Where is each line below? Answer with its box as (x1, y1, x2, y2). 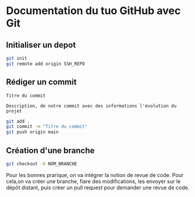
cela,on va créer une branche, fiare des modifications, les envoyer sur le (6, 178, 181, 185)
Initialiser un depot (6, 40, 76, 50)
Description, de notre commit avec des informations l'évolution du (6, 103, 177, 109)
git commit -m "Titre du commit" (6, 124, 88, 130)
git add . (6, 118, 30, 124)
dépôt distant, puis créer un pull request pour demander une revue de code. (6, 184, 190, 191)
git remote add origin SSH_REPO (6, 60, 85, 67)
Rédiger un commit (6, 77, 77, 87)
